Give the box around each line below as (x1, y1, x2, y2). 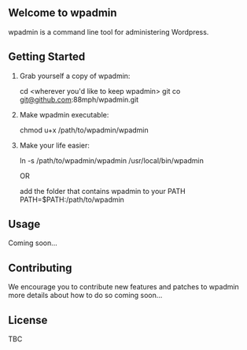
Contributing (8, 261, 72, 274)
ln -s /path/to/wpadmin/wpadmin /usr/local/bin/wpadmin (19, 155, 205, 165)
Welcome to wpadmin (8, 6, 117, 20)
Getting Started (8, 50, 86, 64)
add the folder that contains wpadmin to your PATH (19, 186, 186, 195)
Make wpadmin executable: (19, 110, 109, 119)
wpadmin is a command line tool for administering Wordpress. (8, 27, 209, 36)
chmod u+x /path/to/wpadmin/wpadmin (19, 125, 149, 135)
